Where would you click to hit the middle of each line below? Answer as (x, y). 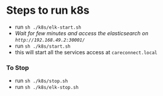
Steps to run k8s (48, 10)
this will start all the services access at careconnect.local (86, 52)
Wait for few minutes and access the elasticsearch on (81, 33)
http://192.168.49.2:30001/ (50, 40)
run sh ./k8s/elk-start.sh (48, 27)
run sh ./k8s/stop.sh (41, 80)
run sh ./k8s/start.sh (43, 46)
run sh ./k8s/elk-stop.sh (47, 87)
